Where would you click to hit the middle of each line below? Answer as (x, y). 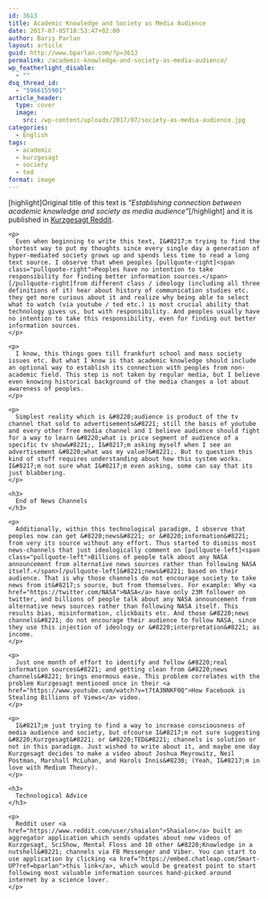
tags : (17, 142)
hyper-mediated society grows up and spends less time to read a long (129, 255)
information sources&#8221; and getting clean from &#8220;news (118, 669)
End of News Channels (52, 501)
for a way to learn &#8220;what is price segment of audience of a (124, 438)
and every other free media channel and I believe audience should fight (134, 431)
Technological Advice (52, 796)
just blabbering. (37, 473)
